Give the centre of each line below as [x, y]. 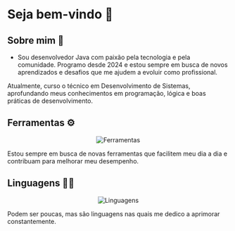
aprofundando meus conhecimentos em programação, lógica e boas [107, 93]
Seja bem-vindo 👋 [61, 14]
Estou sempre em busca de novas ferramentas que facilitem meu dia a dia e [117, 154]
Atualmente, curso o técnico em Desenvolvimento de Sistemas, [99, 86]
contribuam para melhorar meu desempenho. [73, 161]
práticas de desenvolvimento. [50, 101]
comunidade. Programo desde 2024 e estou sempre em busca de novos [122, 65]
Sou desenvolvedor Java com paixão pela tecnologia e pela [104, 57]
